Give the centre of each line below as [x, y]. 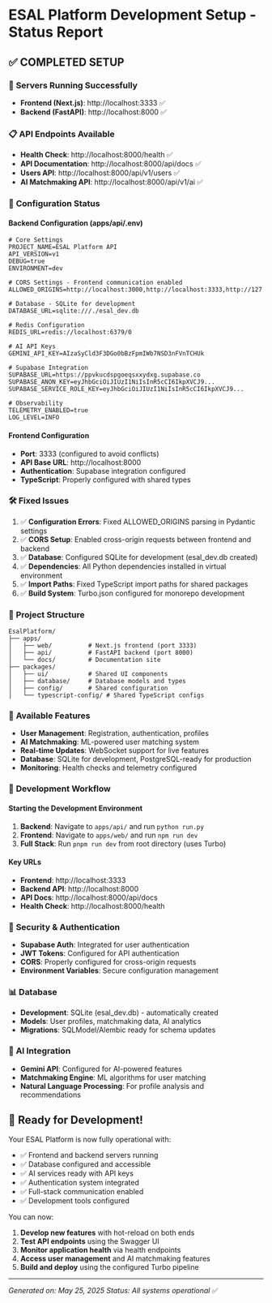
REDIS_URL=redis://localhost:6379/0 [70, 333]
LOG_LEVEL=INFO [34, 418]
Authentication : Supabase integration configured [103, 471]
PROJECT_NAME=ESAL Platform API [63, 247]
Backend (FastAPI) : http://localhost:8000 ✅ [93, 112]
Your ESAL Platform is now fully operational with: [90, 1140]
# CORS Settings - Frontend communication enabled [96, 283]
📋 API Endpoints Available [62, 134]
